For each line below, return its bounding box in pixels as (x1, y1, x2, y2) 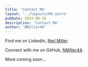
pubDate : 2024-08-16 (5, 16, 47, 21)
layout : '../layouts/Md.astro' (5, 11, 68, 16)
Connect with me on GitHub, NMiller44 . (5, 47, 84, 53)
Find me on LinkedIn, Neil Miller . (5, 38, 69, 44)
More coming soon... (5, 56, 46, 62)
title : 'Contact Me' (5, 7, 47, 12)
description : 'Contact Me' (5, 20, 59, 25)
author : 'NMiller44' (5, 25, 47, 30)
